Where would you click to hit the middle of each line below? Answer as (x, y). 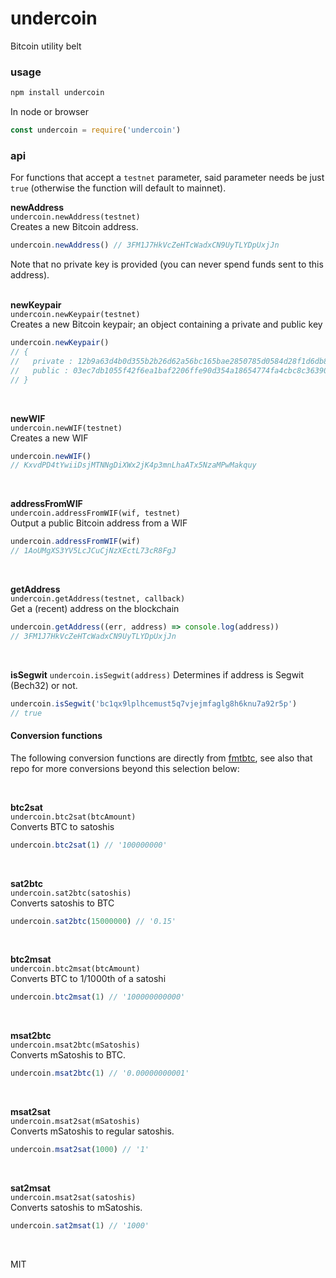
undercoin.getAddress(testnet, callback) (98, 599)
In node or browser (49, 112)
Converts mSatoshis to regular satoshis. (92, 1131)
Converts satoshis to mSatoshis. (76, 1208)
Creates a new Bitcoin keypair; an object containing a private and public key (166, 324)
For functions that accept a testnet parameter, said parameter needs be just (167, 178)
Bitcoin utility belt (46, 46)
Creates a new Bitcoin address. (74, 227)
